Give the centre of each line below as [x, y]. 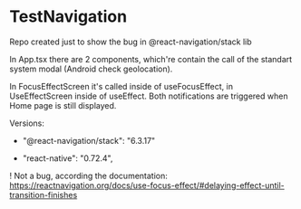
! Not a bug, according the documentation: [88, 176]
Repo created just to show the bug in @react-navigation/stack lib [131, 42]
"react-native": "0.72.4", [68, 158]
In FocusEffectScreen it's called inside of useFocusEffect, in [121, 86]
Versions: [27, 123]
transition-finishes [44, 195]
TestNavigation [68, 17]
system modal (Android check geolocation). [91, 69]
